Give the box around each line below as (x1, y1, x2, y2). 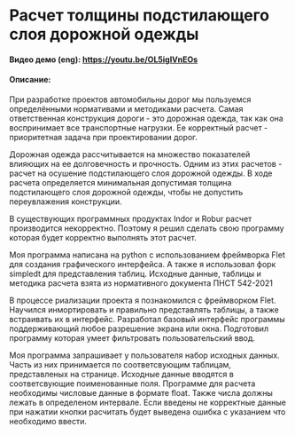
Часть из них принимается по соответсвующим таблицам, (9, 359, 232, 369)
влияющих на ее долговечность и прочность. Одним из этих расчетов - (9, 158, 283, 169)
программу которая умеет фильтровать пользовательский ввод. (9, 332, 255, 343)
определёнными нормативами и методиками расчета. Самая (9, 103, 244, 114)
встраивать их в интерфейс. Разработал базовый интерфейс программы (9, 313, 285, 324)
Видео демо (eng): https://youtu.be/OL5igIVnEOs (9, 54, 198, 65)
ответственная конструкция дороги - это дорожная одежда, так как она (9, 113, 283, 123)
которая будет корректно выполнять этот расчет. (9, 232, 197, 242)
